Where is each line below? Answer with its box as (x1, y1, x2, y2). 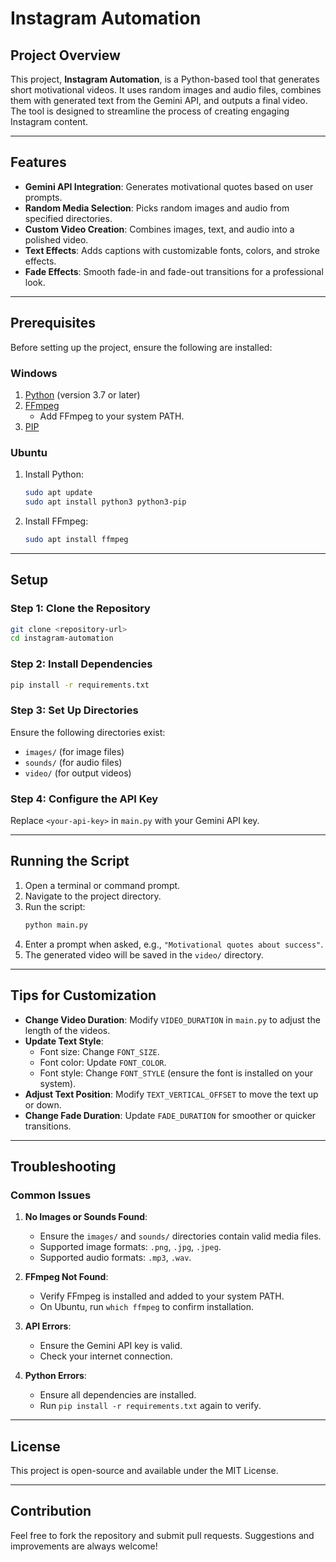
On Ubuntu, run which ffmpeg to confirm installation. (39, 1301, 255, 1313)
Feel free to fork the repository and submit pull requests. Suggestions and (10, 1529, 315, 1541)
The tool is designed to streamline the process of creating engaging (10, 105, 290, 117)
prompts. (24, 191, 63, 203)
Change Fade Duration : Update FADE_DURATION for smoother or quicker (24, 1109, 317, 1121)
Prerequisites (10, 315, 96, 332)
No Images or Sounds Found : (24, 1211, 148, 1223)
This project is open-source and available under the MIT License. (10, 1465, 279, 1477)
